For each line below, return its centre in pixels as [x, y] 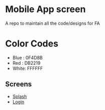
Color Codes [32, 44]
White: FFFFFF [28, 68]
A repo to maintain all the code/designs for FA [52, 23]
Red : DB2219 [26, 63]
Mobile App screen [45, 9]
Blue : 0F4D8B [27, 58]
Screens [18, 84]
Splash [20, 96]
